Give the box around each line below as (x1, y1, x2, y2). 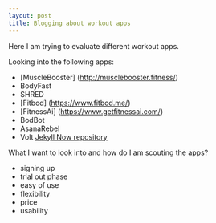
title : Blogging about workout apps (8, 19, 131, 27)
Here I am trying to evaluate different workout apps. (8, 41, 179, 51)
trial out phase (19, 172, 68, 181)
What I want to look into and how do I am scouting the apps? (8, 148, 209, 157)
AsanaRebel (19, 124, 60, 133)
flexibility (19, 189, 51, 198)
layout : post (8, 11, 52, 20)
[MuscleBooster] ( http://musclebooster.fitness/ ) (19, 72, 179, 82)
